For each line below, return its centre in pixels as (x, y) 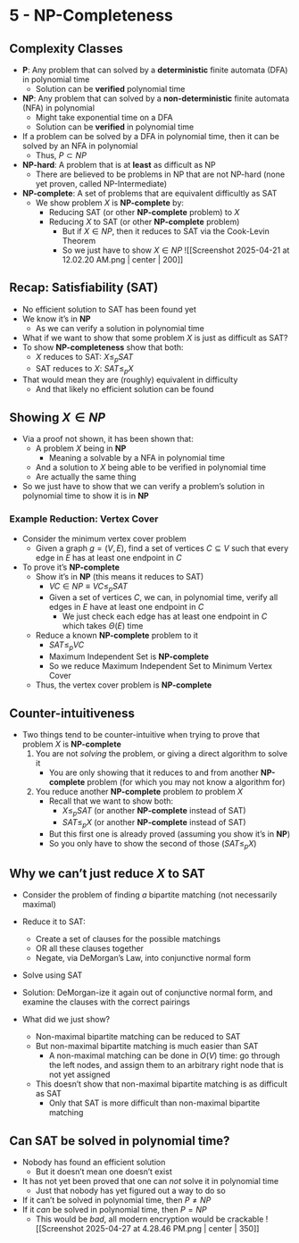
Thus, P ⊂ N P (61, 155)
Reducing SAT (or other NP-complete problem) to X (144, 212)
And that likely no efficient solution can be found (125, 389)
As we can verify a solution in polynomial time (120, 328)
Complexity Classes (66, 49)
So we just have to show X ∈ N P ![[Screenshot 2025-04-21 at (176, 250)
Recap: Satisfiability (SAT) (84, 288)
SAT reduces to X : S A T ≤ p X (84, 369)
